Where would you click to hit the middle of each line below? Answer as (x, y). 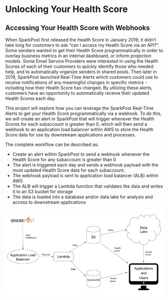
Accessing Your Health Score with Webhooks (77, 28)
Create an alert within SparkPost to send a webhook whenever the (81, 154)
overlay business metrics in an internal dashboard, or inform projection (78, 56)
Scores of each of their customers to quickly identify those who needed (79, 66)
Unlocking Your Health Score (66, 9)
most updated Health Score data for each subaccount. (69, 170)
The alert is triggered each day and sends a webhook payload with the (86, 165)
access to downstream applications (49, 202)
